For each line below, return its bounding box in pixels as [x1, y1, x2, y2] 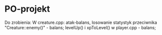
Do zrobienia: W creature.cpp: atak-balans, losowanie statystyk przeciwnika [4, 19, 158, 25]
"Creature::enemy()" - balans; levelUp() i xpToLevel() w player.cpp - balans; [4, 24, 156, 30]
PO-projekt [4, 3, 51, 15]
